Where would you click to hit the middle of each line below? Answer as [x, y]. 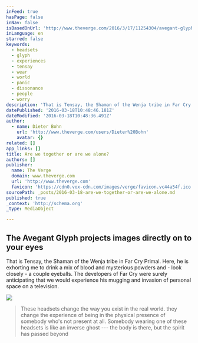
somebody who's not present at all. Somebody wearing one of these [104, 321]
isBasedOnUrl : [24, 28]
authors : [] [21, 160]
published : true [26, 198]
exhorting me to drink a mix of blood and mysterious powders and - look [94, 267]
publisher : [19, 165]
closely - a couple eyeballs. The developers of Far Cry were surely [87, 273]
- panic [21, 83]
